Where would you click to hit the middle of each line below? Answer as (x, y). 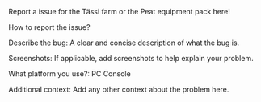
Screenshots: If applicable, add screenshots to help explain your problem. (131, 58)
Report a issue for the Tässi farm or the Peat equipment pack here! (119, 12)
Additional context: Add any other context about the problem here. (119, 89)
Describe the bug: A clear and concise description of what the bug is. (124, 43)
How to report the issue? (49, 27)
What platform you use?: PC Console (69, 74)
